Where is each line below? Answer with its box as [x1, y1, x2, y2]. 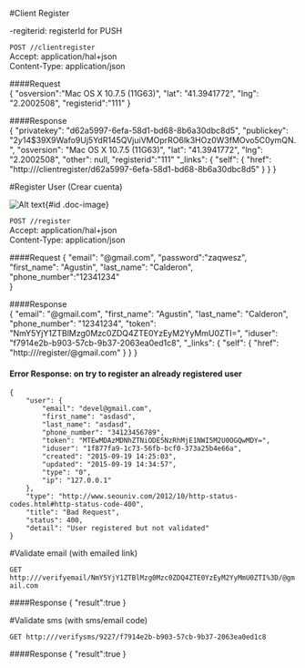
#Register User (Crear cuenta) [9, 181, 123, 192]
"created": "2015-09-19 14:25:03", [42, 452, 178, 461]
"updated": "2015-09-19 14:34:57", [42, 460, 178, 469]
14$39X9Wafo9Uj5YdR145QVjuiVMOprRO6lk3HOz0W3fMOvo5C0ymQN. [22, 135, 297, 145]
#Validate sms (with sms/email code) [9, 615, 148, 626]
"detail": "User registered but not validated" [25, 524, 209, 533]
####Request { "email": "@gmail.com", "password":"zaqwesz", [9, 252, 248, 262]
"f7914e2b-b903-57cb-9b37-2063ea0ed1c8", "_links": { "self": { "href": [9, 337, 280, 348]
